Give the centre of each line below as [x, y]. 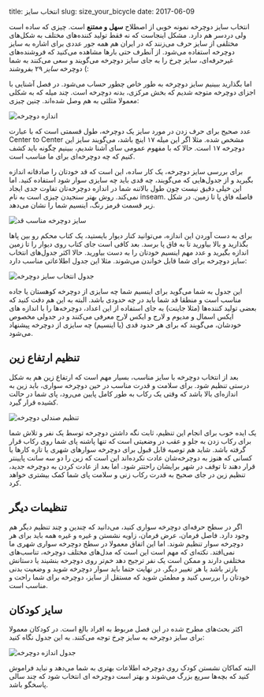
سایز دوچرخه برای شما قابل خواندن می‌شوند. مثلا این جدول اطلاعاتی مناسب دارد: [128, 261]
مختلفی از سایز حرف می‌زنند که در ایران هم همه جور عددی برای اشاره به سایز [124, 43]
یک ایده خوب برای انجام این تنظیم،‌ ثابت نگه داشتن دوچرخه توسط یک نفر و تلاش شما [133, 432]
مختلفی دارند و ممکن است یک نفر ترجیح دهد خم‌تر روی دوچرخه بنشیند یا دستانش [127, 560]
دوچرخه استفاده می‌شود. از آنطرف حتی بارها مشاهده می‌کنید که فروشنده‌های [122, 52]
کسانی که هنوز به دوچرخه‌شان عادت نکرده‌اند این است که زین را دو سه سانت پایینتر [131, 457]
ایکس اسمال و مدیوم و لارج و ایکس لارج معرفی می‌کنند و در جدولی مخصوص [121, 316]
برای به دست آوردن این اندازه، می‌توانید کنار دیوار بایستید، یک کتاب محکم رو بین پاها [131, 235]
